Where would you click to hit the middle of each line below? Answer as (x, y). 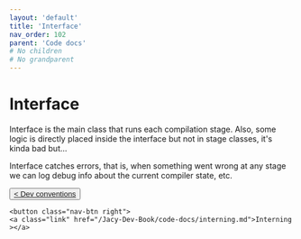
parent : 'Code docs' (48, 43)
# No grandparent (42, 60)
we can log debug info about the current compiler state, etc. (121, 175)
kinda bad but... (38, 148)
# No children (36, 51)
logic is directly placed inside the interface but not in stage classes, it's (141, 138)
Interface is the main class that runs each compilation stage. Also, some (143, 129)
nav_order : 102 (38, 34)
